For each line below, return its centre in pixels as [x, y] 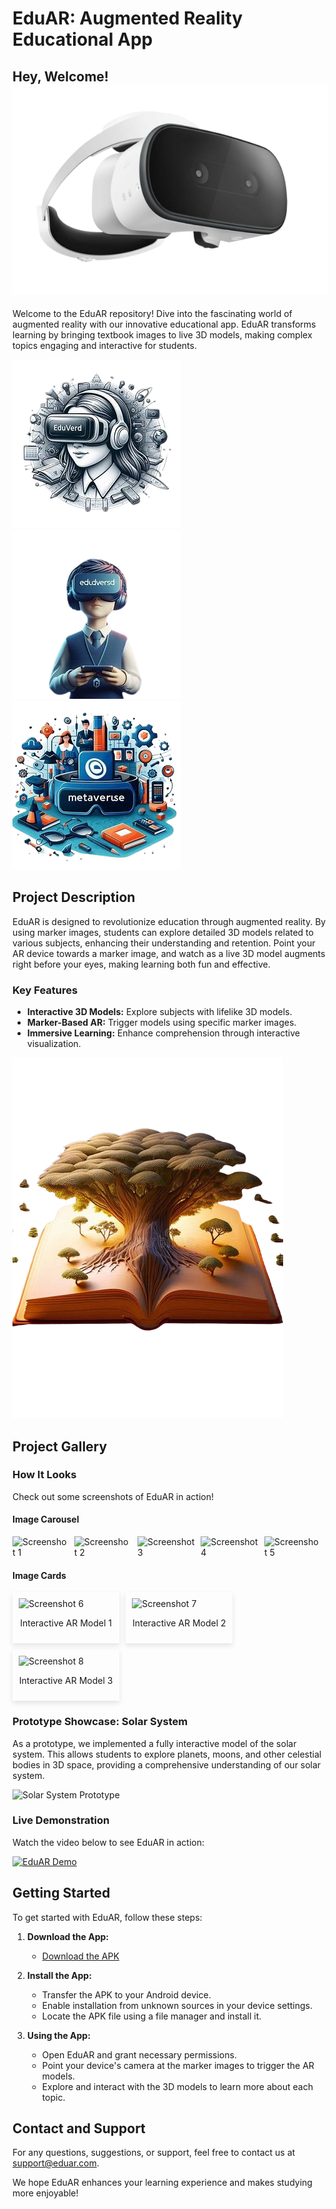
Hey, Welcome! [60, 76]
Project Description [74, 897]
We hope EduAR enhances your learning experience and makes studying [162, 2183]
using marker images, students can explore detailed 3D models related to [163, 932]
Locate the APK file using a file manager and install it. [151, 2016]
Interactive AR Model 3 [66, 1681]
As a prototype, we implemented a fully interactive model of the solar [154, 1743]
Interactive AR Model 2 [179, 1623]
